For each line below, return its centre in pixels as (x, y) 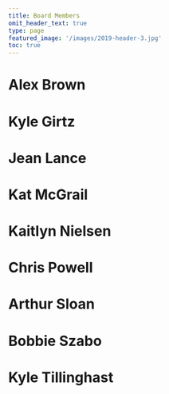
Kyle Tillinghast (61, 377)
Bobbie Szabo (55, 341)
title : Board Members (44, 16)
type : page (26, 30)
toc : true (25, 46)
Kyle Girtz (42, 121)
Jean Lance (47, 158)
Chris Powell (51, 268)
